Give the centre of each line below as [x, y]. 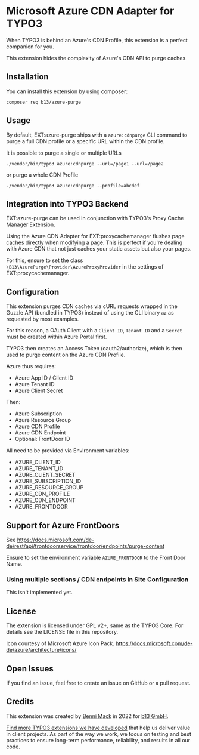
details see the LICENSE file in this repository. [62, 632]
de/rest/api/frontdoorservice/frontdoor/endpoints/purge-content [85, 546]
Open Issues [30, 669]
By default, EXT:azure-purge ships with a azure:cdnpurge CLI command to [97, 135]
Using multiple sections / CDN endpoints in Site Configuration [97, 579]
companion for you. [30, 47]
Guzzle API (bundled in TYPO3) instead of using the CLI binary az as [90, 313]
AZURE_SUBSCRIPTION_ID [48, 481]
